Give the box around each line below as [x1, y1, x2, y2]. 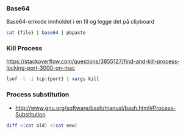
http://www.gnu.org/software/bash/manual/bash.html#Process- [15, 104, 176, 112]
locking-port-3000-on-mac [6, 64, 76, 72]
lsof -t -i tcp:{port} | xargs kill [6, 76, 99, 82]
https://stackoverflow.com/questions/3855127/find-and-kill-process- [6, 58, 180, 65]
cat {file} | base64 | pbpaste [6, 30, 86, 36]
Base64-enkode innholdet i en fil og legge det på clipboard [6, 18, 154, 25]
